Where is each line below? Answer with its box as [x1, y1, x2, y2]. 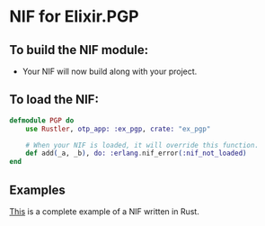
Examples [9, 182, 66, 197]
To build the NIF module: [9, 42, 149, 58]
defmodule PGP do [9, 115, 75, 125]
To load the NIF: [9, 92, 99, 107]
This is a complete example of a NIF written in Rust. [9, 206, 199, 217]
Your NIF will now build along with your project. [22, 66, 198, 77]
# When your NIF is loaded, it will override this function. [25, 140, 259, 149]
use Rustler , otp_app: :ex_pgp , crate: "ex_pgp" [25, 124, 211, 133]
